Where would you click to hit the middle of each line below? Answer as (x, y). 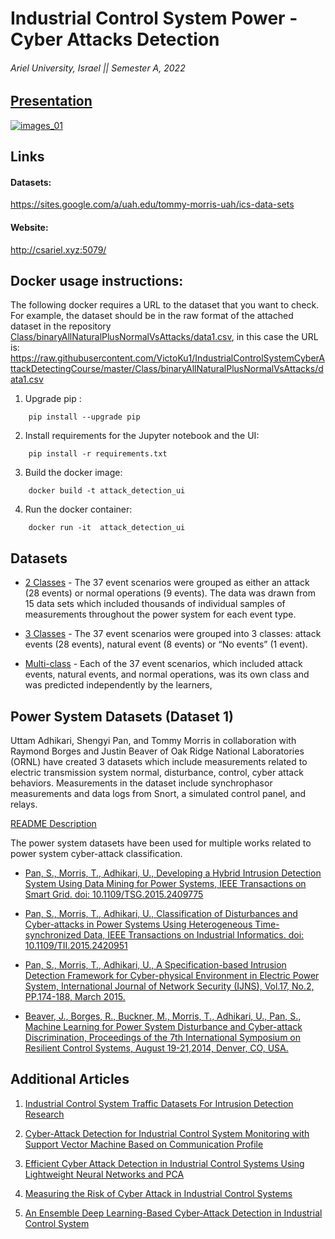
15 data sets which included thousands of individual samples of (155, 604)
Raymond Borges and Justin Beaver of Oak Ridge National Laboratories (157, 751)
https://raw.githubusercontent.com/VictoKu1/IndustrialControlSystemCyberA (167, 358)
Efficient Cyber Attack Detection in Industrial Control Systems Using (164, 1163)
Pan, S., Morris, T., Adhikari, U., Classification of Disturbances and (161, 914)
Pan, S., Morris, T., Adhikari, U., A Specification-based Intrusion (155, 965)
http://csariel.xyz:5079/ (58, 249)
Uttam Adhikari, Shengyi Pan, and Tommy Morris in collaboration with (153, 741)
